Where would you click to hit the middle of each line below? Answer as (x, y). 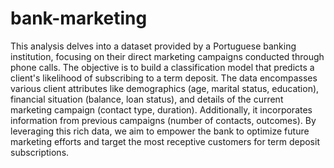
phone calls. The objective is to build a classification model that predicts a (162, 67)
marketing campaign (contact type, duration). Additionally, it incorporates (161, 109)
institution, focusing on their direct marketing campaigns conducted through (167, 56)
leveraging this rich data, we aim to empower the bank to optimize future (160, 131)
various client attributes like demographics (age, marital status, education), (165, 88)
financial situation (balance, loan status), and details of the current (147, 99)
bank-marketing (79, 18)
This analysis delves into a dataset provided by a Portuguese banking (153, 46)
